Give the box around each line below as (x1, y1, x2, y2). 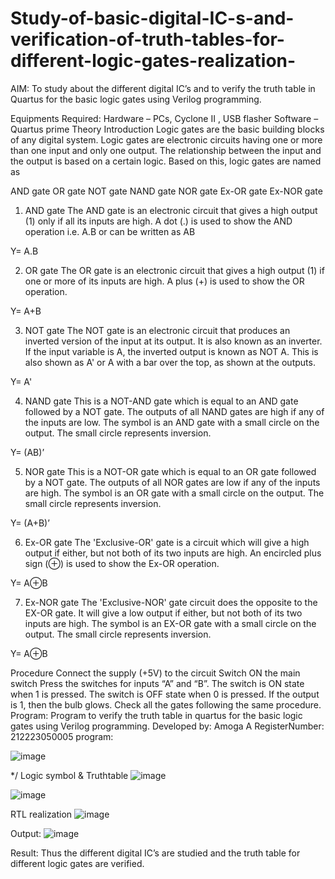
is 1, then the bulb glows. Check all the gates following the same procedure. (10, 698, 322, 711)
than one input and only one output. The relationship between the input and (10, 144, 322, 156)
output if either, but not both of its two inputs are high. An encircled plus (24, 547, 322, 559)
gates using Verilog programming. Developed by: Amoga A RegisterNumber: (10, 720, 325, 732)
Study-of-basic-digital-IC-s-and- (10, 7, 295, 30)
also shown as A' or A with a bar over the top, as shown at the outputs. (24, 356, 316, 368)
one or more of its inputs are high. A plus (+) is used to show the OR (24, 275, 305, 287)
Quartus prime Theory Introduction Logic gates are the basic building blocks (10, 123, 325, 135)
